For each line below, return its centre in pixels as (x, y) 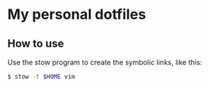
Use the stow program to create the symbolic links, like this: (105, 62)
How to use (36, 44)
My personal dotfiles (77, 15)
